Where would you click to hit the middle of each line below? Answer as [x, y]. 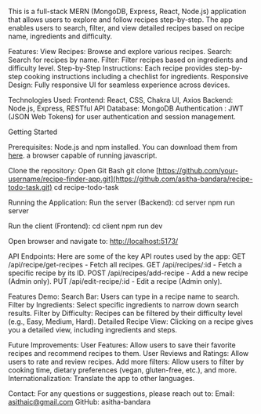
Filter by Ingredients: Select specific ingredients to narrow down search [123, 305]
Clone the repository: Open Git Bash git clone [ [83, 171]
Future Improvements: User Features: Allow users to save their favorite [122, 345]
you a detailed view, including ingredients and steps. [93, 330]
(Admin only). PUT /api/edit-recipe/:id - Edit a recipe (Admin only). [115, 281]
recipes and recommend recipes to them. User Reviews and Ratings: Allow [129, 353]
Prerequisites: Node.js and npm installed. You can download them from [123, 147]
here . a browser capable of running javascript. [83, 155]
